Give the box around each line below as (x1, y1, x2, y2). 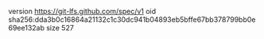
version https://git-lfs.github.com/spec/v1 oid (8, 7, 157, 16)
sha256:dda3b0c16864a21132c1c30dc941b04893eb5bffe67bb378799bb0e (8, 15, 256, 24)
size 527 (46, 23, 74, 32)
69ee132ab (8, 23, 45, 32)
